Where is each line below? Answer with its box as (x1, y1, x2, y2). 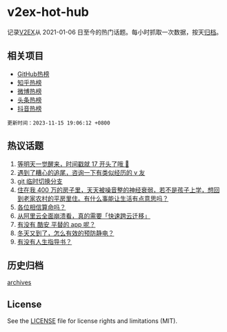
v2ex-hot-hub (7, 4, 90, 20)
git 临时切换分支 (17, 177, 63, 185)
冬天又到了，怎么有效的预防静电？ (17, 229, 115, 237)
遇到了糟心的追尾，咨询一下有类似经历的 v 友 (17, 168, 146, 176)
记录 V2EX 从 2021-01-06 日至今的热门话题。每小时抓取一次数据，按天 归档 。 (7, 28, 223, 36)
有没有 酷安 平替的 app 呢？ (17, 220, 96, 228)
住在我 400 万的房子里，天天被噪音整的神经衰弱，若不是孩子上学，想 (17, 185, 214, 194)
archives (7, 278, 32, 287)
